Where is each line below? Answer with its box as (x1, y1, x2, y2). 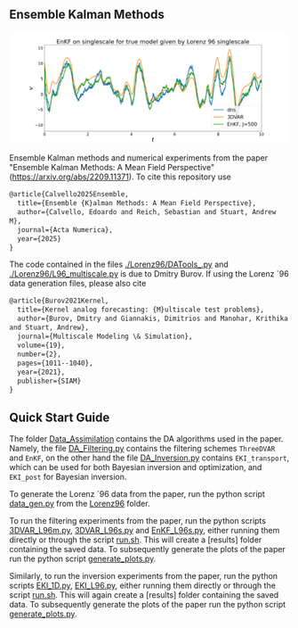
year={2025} (17, 235, 62, 244)
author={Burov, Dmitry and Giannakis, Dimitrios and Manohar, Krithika (17, 314, 289, 324)
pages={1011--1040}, (17, 359, 93, 368)
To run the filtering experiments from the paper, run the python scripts (9, 515, 267, 525)
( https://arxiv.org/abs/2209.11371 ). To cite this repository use (9, 171, 231, 182)
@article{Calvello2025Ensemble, (9, 190, 129, 199)
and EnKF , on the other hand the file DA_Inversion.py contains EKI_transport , (9, 452, 290, 463)
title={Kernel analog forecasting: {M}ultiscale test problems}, (17, 305, 265, 315)
